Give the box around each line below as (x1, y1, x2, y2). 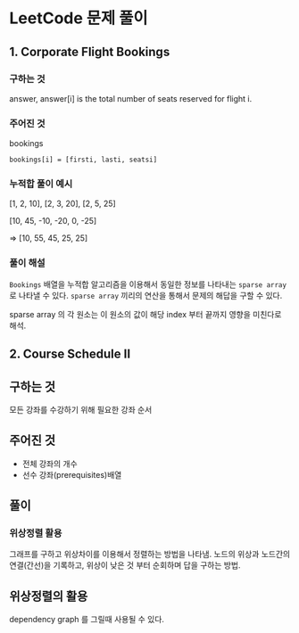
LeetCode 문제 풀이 (9, 8, 148, 29)
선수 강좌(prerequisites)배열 (21, 469, 122, 480)
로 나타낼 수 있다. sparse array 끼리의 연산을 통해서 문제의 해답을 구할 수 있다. (9, 290, 283, 300)
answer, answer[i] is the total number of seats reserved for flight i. (9, 93, 253, 103)
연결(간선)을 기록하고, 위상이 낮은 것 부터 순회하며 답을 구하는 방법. (9, 560, 241, 571)
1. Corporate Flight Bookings (9, 44, 170, 59)
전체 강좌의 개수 (21, 458, 78, 469)
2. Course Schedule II (9, 347, 131, 362)
